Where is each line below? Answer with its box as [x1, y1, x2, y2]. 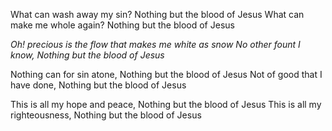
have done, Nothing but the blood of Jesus [10, 79, 187, 91]
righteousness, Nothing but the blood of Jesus [10, 109, 202, 121]
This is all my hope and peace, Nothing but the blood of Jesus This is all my [10, 99, 322, 110]
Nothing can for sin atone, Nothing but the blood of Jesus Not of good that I [10, 69, 323, 80]
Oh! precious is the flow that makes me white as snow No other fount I [10, 39, 301, 50]
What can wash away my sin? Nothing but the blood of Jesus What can [10, 9, 305, 20]
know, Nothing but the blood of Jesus [10, 49, 165, 61]
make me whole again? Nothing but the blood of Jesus [10, 19, 235, 31]
